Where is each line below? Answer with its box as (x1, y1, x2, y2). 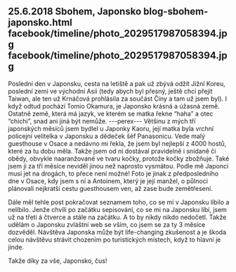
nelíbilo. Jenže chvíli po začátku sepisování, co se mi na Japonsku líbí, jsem (8, 205, 228, 214)
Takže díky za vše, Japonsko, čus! (8, 256, 107, 265)
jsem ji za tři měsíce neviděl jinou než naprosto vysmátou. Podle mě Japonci (8, 161, 229, 170)
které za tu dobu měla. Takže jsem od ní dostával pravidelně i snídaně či (8, 147, 216, 155)
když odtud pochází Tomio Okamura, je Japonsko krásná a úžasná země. (8, 101, 220, 110)
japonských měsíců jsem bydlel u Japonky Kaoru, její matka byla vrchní (8, 124, 214, 132)
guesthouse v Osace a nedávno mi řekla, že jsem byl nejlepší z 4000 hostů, (8, 139, 227, 147)
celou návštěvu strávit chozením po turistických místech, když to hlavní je (8, 235, 221, 244)
